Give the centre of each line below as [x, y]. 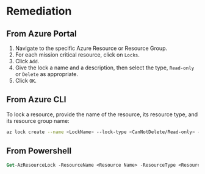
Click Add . [27, 61]
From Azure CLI [36, 99]
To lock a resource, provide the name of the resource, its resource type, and [102, 114]
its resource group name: [38, 120]
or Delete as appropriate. [46, 74]
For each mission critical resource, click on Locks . [77, 55]
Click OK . [26, 81]
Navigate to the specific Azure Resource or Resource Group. [91, 48]
